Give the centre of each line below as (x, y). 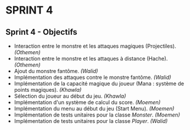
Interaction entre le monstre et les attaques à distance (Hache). (91, 59)
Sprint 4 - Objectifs (42, 32)
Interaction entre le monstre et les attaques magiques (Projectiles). (95, 46)
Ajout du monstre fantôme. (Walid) (56, 71)
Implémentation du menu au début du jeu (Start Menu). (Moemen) (94, 109)
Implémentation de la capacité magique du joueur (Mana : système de (99, 84)
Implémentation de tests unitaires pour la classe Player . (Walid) (91, 121)
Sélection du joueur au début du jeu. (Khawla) (70, 96)
